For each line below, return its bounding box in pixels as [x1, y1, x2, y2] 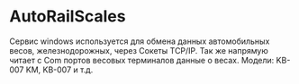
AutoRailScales [9, 6, 126, 27]
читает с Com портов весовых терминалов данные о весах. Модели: [9, 55, 275, 65]
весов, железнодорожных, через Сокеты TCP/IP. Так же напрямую [9, 45, 268, 55]
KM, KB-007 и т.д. [25, 64, 94, 75]
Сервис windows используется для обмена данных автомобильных [9, 36, 270, 46]
